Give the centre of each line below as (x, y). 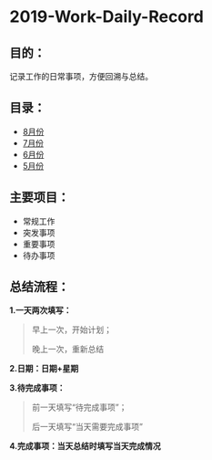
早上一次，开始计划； (71, 329)
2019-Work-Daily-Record (107, 17)
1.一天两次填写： (40, 310)
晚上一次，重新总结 (68, 350)
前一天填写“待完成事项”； (79, 407)
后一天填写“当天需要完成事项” (87, 427)
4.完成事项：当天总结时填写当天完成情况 (85, 446)
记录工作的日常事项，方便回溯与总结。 (81, 76)
